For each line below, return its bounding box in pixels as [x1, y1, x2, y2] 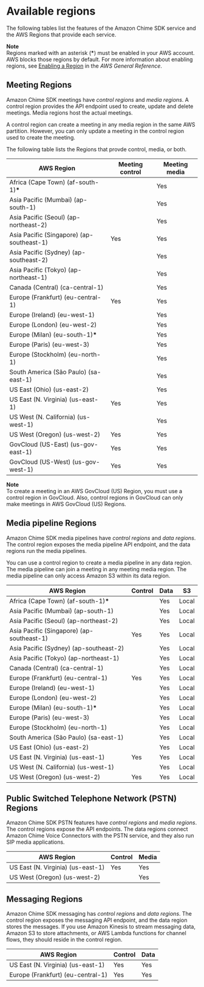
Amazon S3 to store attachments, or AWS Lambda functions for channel [6, 930, 186, 937]
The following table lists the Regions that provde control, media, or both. [6, 145, 187, 153]
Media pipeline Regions [6, 518, 97, 529]
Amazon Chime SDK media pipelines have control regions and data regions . [6, 534, 196, 541]
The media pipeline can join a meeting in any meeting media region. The [6, 565, 187, 572]
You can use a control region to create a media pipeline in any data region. [6, 559, 192, 566]
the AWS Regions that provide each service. [6, 30, 117, 38]
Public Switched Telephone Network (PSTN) [6, 793, 177, 803]
